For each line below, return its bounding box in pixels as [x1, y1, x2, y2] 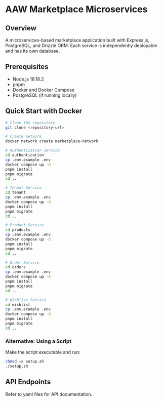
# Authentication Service [5, 148, 60, 153]
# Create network [5, 134, 42, 139]
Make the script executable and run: [5, 349, 80, 355]
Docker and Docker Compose [12, 87, 75, 93]
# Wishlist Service [5, 297, 47, 302]
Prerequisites [5, 62, 49, 71]
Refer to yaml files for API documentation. [5, 391, 93, 397]
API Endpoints [5, 378, 51, 386]
